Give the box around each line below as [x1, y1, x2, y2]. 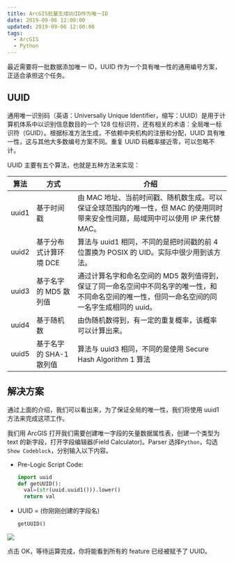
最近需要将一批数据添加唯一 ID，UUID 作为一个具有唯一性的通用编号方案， [7, 63, 221, 70]
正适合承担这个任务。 [7, 71, 68, 79]
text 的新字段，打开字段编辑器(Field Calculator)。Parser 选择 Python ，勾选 [7, 437, 218, 446]
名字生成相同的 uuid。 [84, 302, 157, 312]
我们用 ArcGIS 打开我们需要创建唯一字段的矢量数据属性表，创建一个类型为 [7, 429, 220, 437]
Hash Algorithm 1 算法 [77, 354, 151, 364]
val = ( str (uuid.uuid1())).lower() [24, 487, 121, 494]
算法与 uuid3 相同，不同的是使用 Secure [77, 344, 209, 354]
